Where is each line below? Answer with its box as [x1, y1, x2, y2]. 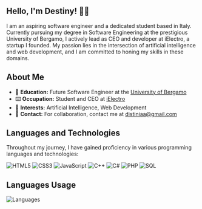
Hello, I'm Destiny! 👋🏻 [6, 6, 90, 16]
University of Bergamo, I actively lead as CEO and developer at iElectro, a [6, 35, 190, 43]
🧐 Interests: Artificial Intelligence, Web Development [15, 104, 147, 111]
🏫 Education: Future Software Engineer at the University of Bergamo [15, 88, 187, 95]
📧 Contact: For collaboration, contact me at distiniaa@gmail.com [15, 110, 177, 117]
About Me [6, 72, 44, 83]
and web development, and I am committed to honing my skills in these [6, 48, 184, 55]
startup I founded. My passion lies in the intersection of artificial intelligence [6, 41, 196, 49]
